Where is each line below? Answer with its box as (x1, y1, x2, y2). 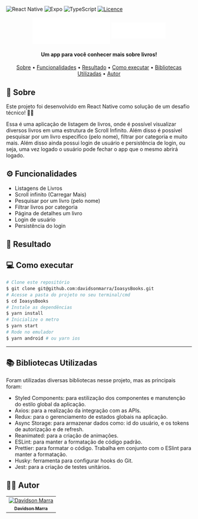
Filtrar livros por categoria (14, 203, 78, 211)
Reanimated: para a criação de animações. (14, 432, 119, 439)
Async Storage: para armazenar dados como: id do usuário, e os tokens (14, 419, 190, 426)
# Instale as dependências (6, 304, 72, 310)
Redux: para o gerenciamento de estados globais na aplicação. (14, 413, 168, 420)
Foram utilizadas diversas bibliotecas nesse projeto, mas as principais (6, 376, 176, 383)
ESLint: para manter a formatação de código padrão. (14, 438, 143, 445)
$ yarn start (6, 323, 38, 329)
